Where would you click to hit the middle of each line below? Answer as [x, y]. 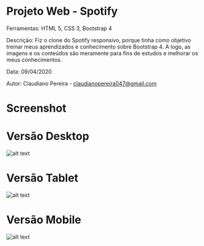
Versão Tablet [42, 178]
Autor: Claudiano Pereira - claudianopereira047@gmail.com [82, 83]
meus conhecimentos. [34, 60]
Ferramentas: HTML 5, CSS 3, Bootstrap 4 [59, 28]
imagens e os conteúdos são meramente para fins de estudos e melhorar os [102, 53]
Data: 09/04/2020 [29, 71]
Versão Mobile [44, 220]
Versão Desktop [48, 136]
